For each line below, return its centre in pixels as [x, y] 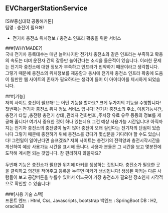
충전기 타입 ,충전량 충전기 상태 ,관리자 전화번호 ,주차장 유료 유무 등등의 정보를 [81, 115]
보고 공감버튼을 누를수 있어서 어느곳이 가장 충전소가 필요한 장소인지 [84, 177]
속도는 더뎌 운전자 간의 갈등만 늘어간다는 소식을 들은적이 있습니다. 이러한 [81, 60]
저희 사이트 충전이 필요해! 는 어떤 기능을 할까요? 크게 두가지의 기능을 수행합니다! [83, 102]
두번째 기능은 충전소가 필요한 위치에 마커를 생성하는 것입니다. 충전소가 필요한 [80, 164]
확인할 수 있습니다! [33, 183]
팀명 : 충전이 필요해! [25, 27]
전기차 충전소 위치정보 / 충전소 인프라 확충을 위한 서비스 [67, 38]
